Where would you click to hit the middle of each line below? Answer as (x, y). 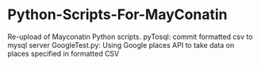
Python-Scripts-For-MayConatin (117, 15)
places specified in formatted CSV (63, 53)
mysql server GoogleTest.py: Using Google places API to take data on (121, 45)
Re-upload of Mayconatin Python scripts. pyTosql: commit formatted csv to (130, 37)
